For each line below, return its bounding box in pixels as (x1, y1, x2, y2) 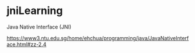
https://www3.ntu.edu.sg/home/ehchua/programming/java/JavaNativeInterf (6, 34, 189, 41)
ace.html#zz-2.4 (6, 41, 47, 48)
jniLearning (6, 4, 63, 17)
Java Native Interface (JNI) (6, 23, 72, 30)
